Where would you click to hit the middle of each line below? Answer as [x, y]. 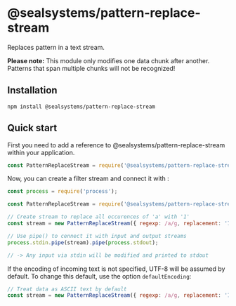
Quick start [32, 128]
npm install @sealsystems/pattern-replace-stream [81, 107]
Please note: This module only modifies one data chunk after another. [109, 60]
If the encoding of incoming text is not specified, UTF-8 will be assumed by [116, 269]
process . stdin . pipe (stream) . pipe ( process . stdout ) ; [83, 242]
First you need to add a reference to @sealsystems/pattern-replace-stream [116, 145]
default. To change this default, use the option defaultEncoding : [99, 276]
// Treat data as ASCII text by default [67, 289]
